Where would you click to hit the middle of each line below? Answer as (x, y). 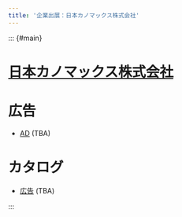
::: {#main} (25, 38)
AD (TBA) (35, 133)
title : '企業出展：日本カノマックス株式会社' (74, 15)
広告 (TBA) (37, 190)
